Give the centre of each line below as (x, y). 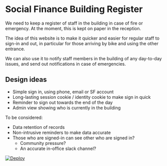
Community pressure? (43, 143)
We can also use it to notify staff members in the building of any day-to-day (83, 58)
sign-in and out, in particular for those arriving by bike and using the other (82, 43)
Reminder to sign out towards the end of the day (63, 102)
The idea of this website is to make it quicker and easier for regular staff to (82, 38)
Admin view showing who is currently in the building (66, 108)
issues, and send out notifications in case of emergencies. (66, 64)
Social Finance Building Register (74, 9)
